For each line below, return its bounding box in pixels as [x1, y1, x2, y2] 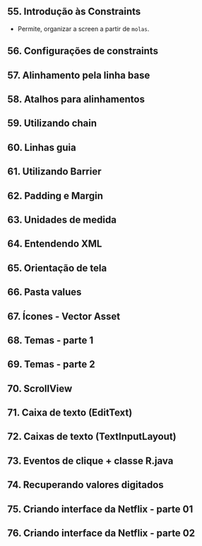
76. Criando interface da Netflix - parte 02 [7, 528, 196, 540]
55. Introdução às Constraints [7, 6, 141, 18]
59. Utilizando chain [7, 117, 97, 130]
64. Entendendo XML [7, 238, 102, 250]
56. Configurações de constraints [7, 45, 159, 57]
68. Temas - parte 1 [7, 334, 94, 346]
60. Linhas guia [7, 141, 76, 153]
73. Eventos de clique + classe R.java [7, 455, 174, 467]
